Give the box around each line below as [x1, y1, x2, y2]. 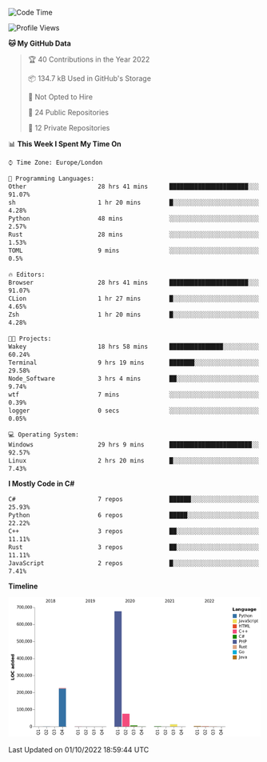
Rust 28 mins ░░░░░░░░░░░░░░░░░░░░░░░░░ [8, 231, 260, 239]
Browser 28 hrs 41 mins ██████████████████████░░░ [8, 279, 260, 287]
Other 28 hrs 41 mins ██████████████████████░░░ [8, 182, 260, 190]
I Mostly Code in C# [8, 479, 75, 488]
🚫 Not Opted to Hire [27, 92, 94, 102]
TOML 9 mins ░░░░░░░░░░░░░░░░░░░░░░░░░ [8, 247, 260, 255]
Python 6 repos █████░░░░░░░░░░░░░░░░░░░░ [8, 511, 260, 519]
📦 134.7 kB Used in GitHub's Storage [27, 74, 152, 83]
